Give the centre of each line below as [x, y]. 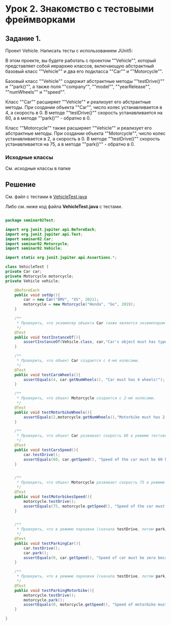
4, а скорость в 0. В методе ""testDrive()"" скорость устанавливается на [84, 113]
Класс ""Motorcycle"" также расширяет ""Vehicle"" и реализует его [79, 128]
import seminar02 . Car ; [29, 239]
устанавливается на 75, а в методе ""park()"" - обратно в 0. [70, 144]
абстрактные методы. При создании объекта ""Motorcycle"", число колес [85, 133]
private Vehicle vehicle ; [33, 281]
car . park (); [36, 553]
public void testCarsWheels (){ [48, 375]
